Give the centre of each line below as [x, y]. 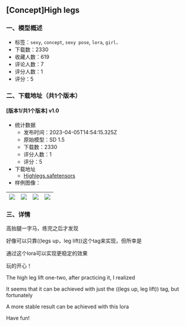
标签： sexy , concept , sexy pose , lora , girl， [67, 42]
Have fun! [18, 318]
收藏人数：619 [32, 56]
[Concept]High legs [43, 10]
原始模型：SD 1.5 [44, 139]
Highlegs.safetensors [49, 175]
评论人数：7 [29, 64]
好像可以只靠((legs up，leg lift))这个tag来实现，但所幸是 [74, 241]
